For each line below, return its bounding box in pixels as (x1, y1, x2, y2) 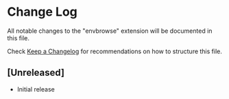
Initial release (16, 85, 55, 93)
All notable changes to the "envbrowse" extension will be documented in (7, 27, 213, 35)
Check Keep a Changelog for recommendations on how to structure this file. (7, 47, 223, 55)
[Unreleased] (7, 67, 65, 79)
